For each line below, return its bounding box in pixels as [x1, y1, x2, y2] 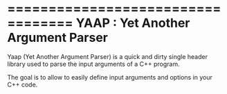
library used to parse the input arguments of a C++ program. [7, 60, 180, 68]
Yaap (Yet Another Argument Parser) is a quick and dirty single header [7, 52, 208, 60]
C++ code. [7, 80, 38, 89]
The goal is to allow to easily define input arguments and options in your [7, 73, 213, 81]
